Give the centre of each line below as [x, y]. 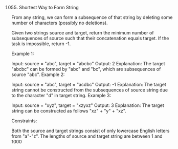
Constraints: [24, 121]
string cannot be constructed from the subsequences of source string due [90, 90]
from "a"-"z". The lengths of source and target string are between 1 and [87, 136]
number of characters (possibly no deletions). [60, 23]
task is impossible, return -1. [41, 44]
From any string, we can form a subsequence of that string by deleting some [92, 17]
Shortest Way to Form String [49, 7]
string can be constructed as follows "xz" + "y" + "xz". [69, 111]
